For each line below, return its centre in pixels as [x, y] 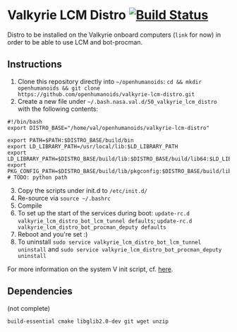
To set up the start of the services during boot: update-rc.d [104, 213]
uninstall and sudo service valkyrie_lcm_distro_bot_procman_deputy [120, 249]
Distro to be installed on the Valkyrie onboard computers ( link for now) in [114, 35]
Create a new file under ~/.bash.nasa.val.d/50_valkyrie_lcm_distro [117, 101]
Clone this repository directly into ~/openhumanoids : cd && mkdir [110, 81]
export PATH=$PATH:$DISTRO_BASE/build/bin [71, 140]
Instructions [35, 65]
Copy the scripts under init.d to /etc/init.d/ [83, 190]
